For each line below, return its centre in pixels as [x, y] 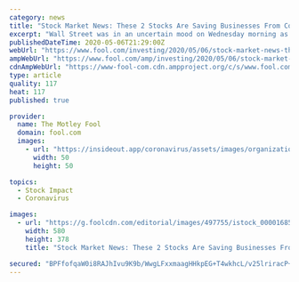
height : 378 [47, 239]
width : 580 [45, 231]
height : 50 [53, 165]
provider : [28, 117]
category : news [37, 17]
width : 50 [51, 157]
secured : [25, 263]
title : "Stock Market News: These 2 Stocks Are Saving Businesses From [145, 26]
